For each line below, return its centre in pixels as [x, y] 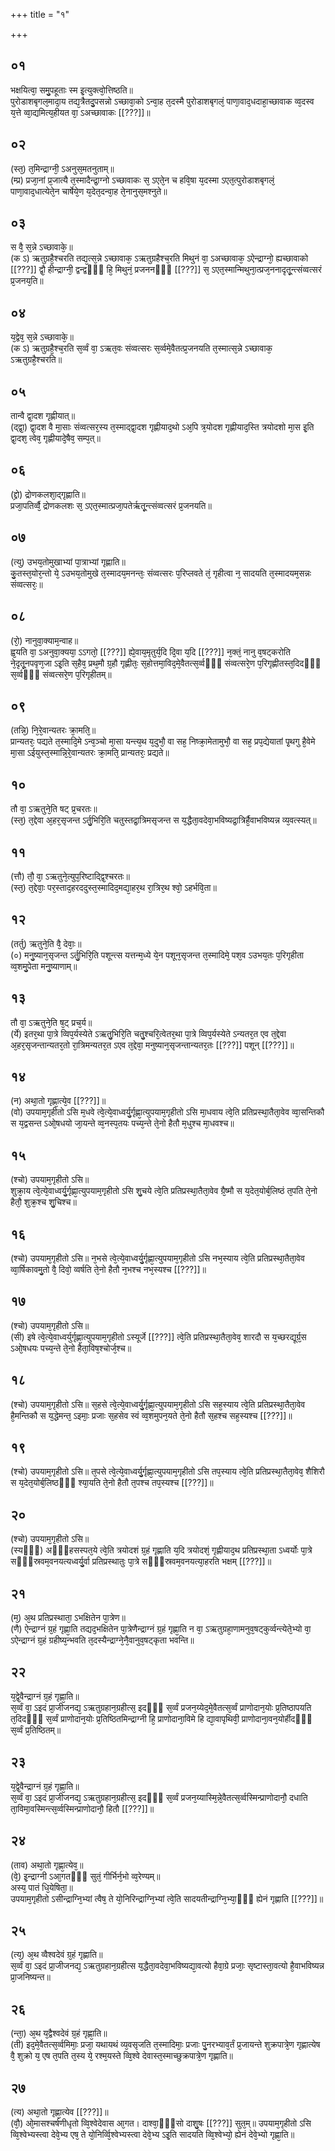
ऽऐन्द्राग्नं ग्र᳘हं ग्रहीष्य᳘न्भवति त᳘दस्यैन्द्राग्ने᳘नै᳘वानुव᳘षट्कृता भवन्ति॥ [102, 1640]
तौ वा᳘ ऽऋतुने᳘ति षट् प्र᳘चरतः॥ [54, 809]
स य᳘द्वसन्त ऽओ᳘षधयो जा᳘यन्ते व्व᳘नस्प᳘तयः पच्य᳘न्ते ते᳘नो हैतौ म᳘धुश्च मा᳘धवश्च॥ [122, 1123]
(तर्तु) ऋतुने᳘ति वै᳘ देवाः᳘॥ [46, 943]
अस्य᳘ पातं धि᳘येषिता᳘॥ [41, 1887]
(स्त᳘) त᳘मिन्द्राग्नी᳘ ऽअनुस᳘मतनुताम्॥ [62, 168]
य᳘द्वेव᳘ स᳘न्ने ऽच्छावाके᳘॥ [42, 337]
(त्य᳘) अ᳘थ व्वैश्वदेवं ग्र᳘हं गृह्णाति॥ [56, 1955]
